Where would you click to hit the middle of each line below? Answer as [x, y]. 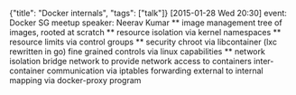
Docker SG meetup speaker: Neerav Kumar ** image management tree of [146, 23]
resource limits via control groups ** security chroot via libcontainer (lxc [143, 42]
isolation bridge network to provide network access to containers [131, 61]
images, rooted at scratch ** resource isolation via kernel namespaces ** [145, 32]
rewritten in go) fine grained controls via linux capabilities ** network [138, 52]
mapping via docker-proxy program [75, 80]
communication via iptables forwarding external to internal [155, 71]
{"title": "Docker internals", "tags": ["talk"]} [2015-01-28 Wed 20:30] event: [148, 13]
